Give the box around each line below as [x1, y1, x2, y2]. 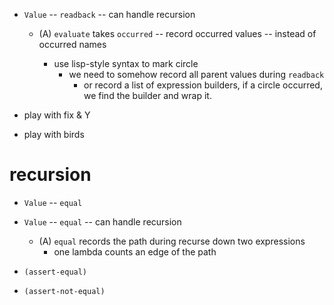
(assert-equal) [23, 267, 88, 277]
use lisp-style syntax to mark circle [53, 58, 199, 69]
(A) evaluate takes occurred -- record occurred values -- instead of [38, 28, 317, 39]
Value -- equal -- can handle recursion [23, 215, 182, 228]
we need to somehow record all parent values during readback [68, 69, 325, 80]
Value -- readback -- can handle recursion [23, 9, 196, 20]
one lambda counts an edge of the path [53, 245, 217, 258]
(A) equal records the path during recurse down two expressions [38, 235, 306, 247]
